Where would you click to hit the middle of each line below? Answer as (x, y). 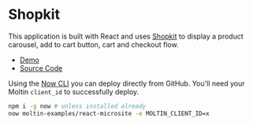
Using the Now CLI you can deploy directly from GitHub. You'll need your (127, 83)
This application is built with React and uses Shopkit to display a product (126, 36)
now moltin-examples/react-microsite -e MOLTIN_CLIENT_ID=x (109, 113)
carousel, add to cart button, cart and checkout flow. (93, 44)
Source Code (41, 68)
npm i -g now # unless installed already (77, 106)
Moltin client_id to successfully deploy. (74, 91)
